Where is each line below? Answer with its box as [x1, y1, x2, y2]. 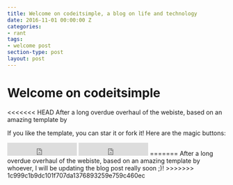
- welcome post [7, 42, 51, 49]
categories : [7, 23, 42, 30]
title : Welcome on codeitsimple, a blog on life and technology [7, 10, 198, 17]
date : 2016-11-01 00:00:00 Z [7, 17, 92, 24]
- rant [7, 29, 26, 37]
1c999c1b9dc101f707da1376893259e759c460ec [7, 171, 145, 179]
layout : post [7, 55, 45, 62]
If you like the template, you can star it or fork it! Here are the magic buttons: [7, 129, 226, 137]
